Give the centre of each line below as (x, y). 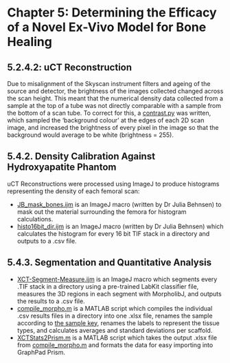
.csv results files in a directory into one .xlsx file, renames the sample (115, 316)
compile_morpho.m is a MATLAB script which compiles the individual (115, 308)
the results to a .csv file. (51, 301)
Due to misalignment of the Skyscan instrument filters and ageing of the (109, 84)
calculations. (35, 219)
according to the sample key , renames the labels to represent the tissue (118, 323)
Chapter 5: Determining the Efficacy (112, 13)
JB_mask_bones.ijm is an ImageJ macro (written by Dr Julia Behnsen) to (119, 204)
